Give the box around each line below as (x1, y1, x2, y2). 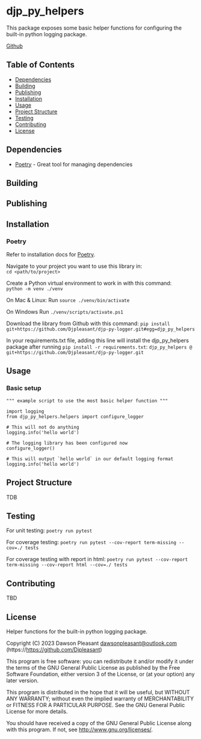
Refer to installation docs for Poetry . (6, 251, 96, 258)
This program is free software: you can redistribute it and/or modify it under (6, 658, 194, 665)
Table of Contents (6, 60, 75, 70)
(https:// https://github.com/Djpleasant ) (6, 645, 102, 653)
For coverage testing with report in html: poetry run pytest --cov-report (6, 556, 188, 563)
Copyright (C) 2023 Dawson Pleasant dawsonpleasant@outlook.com (6, 639, 178, 647)
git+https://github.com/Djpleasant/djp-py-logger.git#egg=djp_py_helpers (6, 326, 196, 332)
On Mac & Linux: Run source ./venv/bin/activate (6, 297, 130, 304)
